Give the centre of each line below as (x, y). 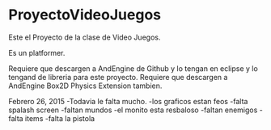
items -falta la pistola (60, 118)
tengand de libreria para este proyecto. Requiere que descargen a (118, 77)
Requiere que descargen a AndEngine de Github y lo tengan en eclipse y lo (133, 68)
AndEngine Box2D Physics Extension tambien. (85, 86)
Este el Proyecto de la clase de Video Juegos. (85, 37)
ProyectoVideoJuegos (85, 15)
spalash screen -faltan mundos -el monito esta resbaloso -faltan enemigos (133, 110)
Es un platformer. (37, 52)
